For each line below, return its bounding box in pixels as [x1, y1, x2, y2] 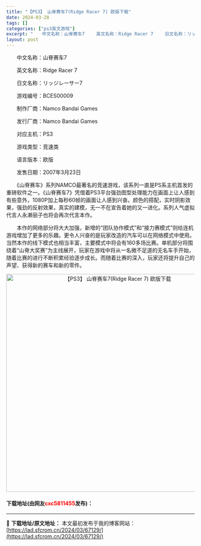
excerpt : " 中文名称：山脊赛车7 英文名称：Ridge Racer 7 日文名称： [6, 31, 187, 37]
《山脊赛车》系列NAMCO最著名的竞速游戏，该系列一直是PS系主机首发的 [16, 181, 193, 188]
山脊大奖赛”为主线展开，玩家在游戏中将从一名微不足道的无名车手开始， [19, 247, 194, 254]
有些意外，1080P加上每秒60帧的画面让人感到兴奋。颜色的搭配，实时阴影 [6, 196, 185, 203]
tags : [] [6, 20, 28, 26]
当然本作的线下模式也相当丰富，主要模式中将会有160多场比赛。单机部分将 [6, 239, 188, 246]
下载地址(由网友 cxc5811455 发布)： [6, 499, 93, 507]
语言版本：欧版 [16, 156, 54, 163]
